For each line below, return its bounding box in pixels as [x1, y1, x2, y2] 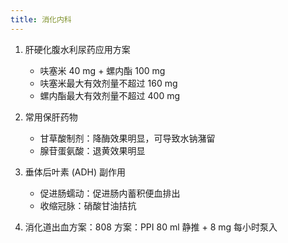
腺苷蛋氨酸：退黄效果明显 [39, 144, 146, 156]
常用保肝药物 [24, 111, 78, 123]
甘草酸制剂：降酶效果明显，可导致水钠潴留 [39, 132, 216, 144]
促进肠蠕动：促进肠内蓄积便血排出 [39, 187, 181, 199]
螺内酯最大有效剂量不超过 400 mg [39, 89, 181, 101]
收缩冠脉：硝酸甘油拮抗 [39, 199, 137, 211]
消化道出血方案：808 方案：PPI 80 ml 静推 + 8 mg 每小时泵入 [24, 221, 278, 233]
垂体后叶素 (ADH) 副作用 [24, 166, 127, 178]
